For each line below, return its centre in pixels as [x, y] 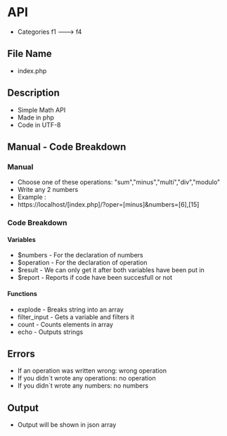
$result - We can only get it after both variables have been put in [111, 270]
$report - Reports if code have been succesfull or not [95, 278]
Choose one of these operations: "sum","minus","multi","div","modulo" [119, 182]
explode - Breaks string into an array [71, 309]
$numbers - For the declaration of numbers [80, 255]
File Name [30, 54]
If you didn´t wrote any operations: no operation [86, 378]
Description [33, 93]
